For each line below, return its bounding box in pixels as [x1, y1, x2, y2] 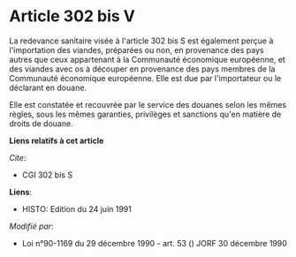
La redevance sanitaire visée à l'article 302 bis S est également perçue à [9, 35, 274, 46]
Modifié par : [9, 221, 55, 231]
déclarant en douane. [9, 82, 87, 93]
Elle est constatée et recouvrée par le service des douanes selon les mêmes [9, 99, 287, 110]
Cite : [9, 152, 27, 163]
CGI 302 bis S [21, 170, 73, 180]
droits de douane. [9, 117, 73, 129]
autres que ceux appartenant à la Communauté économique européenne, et [9, 54, 285, 64]
